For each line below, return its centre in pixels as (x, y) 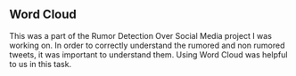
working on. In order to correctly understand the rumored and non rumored (147, 45)
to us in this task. (41, 64)
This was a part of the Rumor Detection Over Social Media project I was (140, 35)
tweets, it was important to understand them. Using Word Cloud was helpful (148, 54)
